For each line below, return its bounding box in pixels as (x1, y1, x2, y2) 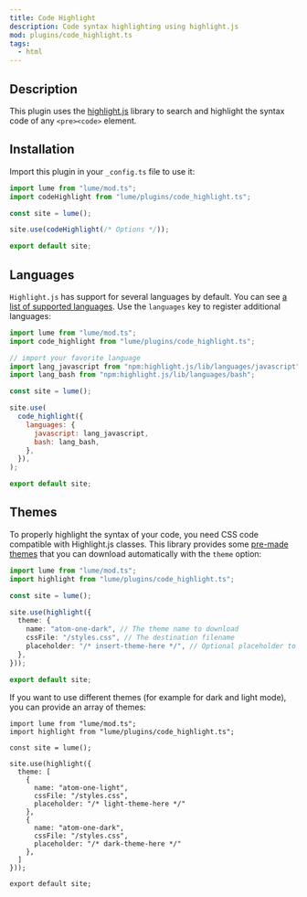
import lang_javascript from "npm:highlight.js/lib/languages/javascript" (9, 362, 301, 371)
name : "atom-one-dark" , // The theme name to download (26, 625, 239, 634)
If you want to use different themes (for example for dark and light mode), (9, 691, 287, 702)
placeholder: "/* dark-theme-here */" (33, 838, 182, 849)
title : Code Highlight (9, 13, 96, 23)
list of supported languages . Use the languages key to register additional (9, 301, 281, 312)
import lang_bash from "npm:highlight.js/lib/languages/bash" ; (9, 370, 256, 379)
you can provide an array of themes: (9, 701, 146, 712)
